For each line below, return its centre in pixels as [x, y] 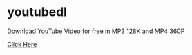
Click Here [22, 44]
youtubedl [37, 12]
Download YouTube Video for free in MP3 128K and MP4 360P [96, 31]
